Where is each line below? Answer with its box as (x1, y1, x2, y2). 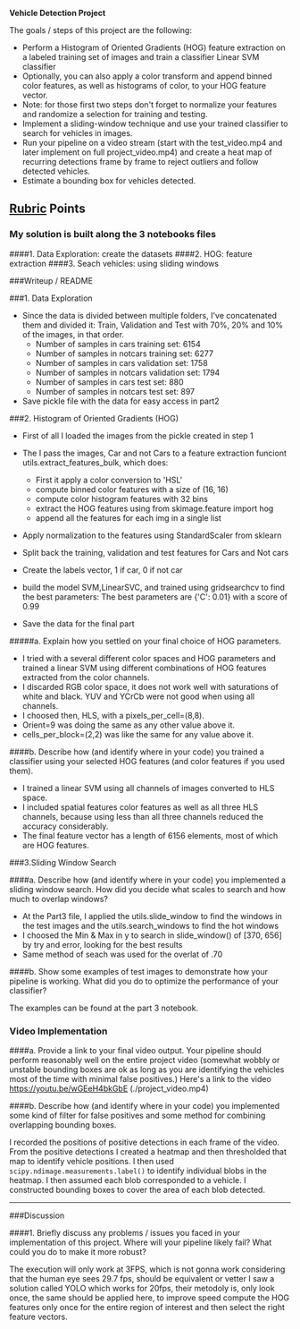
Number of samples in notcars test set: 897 (35, 386, 196, 396)
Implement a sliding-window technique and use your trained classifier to (21, 118, 288, 129)
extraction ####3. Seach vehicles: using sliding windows (9, 258, 219, 268)
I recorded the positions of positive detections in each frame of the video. (9, 1137, 280, 1147)
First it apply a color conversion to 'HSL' (35, 474, 183, 485)
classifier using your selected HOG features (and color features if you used (9, 755, 286, 766)
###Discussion (9, 1210, 65, 1221)
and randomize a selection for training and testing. (21, 109, 208, 119)
